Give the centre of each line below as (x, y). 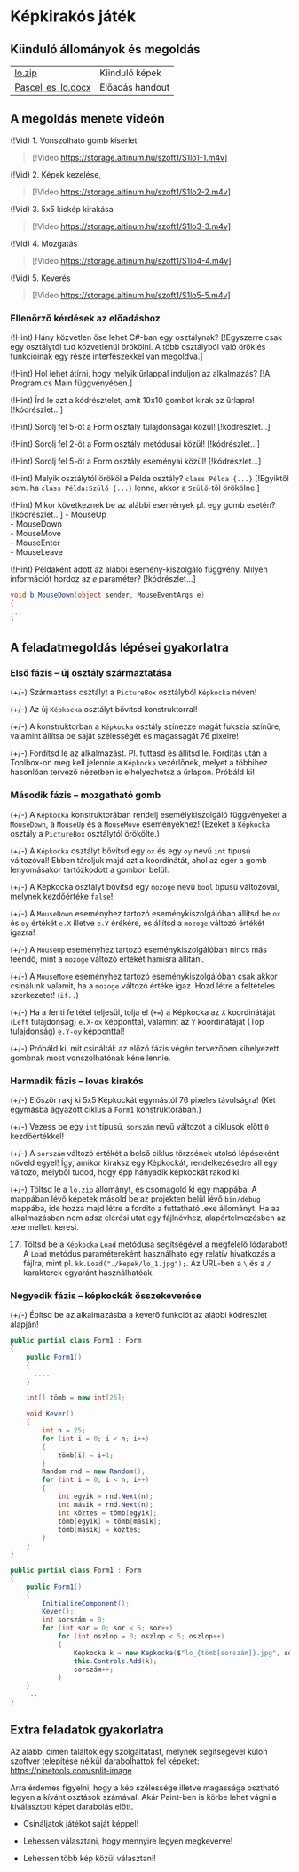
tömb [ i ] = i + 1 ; (86, 1455)
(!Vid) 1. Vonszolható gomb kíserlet (74, 140)
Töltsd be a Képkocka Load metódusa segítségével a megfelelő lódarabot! (155, 1244)
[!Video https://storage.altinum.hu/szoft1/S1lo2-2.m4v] (131, 192)
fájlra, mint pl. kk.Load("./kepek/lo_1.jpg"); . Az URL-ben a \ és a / (147, 1263)
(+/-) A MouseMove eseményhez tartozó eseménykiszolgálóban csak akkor (144, 976)
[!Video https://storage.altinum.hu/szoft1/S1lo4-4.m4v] (131, 260)
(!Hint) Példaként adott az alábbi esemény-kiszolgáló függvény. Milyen (139, 569)
